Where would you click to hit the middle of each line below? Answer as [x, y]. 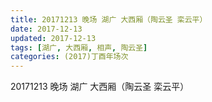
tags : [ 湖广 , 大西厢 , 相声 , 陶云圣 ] [79, 47]
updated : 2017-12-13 [53, 38]
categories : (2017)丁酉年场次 [69, 57]
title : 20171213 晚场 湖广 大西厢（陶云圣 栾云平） [109, 19]
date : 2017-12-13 [46, 29]
